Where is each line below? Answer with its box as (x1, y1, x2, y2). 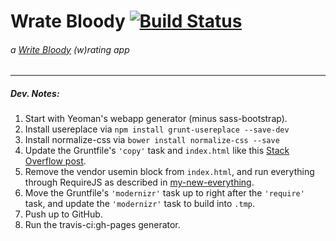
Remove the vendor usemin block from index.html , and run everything (24, 166, 315, 178)
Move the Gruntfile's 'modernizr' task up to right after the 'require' (24, 187, 305, 199)
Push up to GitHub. (24, 208, 103, 220)
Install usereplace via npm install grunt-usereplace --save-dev (24, 123, 290, 135)
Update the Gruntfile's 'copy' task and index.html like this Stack (24, 145, 290, 157)
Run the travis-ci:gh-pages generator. (24, 219, 181, 231)
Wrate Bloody (10, 10, 126, 33)
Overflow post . (24, 155, 87, 167)
